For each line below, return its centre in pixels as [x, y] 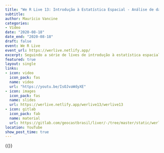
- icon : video [20, 73]
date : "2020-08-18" [25, 32]
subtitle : [15, 14]
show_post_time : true [27, 132]
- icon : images [20, 91]
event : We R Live [23, 46]
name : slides [23, 100]
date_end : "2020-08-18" [29, 37]
